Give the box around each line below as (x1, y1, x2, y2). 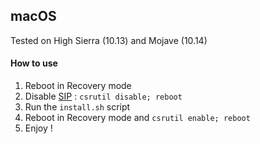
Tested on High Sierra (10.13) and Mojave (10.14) (10, 34, 208, 46)
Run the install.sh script (24, 101, 131, 113)
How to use (10, 57, 58, 69)
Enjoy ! (24, 122, 53, 134)
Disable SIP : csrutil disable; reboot (24, 90, 183, 103)
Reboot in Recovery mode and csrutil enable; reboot (24, 112, 251, 124)
